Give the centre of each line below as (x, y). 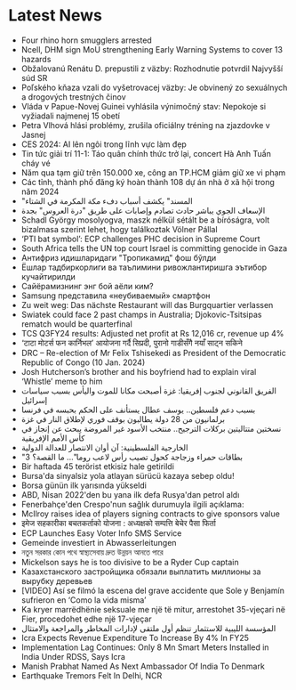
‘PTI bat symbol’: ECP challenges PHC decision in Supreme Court (140, 239)
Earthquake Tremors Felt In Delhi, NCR (92, 675)
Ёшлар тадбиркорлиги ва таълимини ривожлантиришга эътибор (144, 267)
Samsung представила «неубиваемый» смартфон (116, 296)
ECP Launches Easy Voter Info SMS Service (101, 533)
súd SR (34, 77)
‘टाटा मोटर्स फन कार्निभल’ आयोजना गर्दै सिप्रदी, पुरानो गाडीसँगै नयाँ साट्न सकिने (132, 343)
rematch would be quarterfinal (76, 324)
